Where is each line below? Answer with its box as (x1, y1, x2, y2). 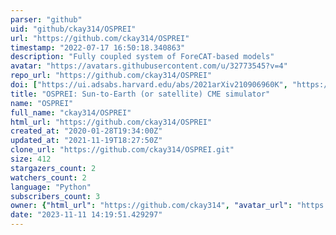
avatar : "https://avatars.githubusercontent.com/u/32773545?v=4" (10, 61, 288, 71)
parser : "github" (10, 14, 83, 25)
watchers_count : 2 (10, 172, 87, 183)
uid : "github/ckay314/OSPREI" (10, 24, 137, 34)
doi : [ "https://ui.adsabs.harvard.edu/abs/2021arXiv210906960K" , (10, 80, 288, 90)
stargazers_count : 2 (10, 163, 97, 173)
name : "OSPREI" (10, 98, 74, 108)
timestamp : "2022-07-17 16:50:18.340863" (10, 42, 186, 53)
